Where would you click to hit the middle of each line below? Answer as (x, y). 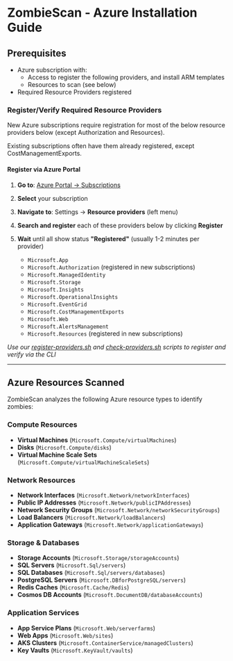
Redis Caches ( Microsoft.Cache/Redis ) (73, 587)
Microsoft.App (48, 260)
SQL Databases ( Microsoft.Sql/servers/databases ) (91, 573)
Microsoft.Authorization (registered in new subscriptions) (111, 267)
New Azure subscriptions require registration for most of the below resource (116, 125)
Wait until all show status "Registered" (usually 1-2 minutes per (108, 238)
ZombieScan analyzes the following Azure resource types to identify (105, 399)
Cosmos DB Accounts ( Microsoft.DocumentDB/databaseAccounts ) (110, 595)
